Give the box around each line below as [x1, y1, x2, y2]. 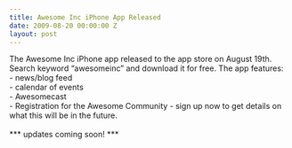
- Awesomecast [9, 91, 67, 102]
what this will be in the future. [9, 110, 118, 121]
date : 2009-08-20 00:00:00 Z [9, 21, 118, 30]
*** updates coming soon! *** [9, 129, 119, 140]
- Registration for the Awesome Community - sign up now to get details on [9, 101, 282, 112]
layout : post [9, 29, 58, 38]
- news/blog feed [9, 73, 73, 83]
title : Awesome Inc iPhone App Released [9, 12, 162, 22]
